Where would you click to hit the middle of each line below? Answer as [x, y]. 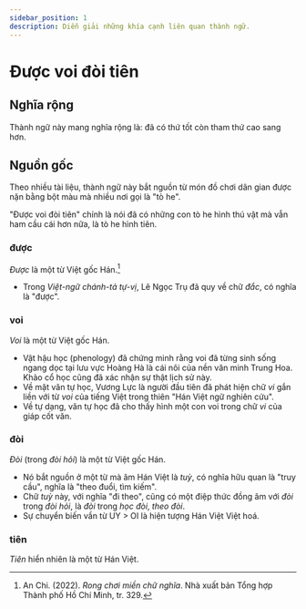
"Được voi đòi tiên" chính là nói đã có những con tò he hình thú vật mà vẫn [149, 214]
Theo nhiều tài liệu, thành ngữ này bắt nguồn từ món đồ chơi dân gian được [151, 187]
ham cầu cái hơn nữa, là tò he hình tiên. [83, 224]
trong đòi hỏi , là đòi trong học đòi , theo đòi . [104, 506]
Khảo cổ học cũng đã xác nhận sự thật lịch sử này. [117, 377]
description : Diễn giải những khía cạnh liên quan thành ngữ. [130, 26]
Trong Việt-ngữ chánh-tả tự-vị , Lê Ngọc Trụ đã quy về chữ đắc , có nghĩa [159, 287]
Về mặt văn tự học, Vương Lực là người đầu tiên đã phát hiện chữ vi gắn [157, 387]
